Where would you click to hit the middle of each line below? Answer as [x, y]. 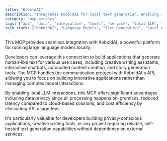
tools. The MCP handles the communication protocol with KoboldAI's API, [80, 73]
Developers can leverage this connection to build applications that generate [83, 57]
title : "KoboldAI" [24, 10]
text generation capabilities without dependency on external [82, 129]
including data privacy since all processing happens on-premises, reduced [82, 98]
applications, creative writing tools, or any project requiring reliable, [74, 124]
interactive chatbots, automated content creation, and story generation [78, 68]
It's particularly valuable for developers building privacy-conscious [74, 118]
